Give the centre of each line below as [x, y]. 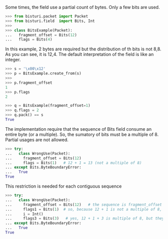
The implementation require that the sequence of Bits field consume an [78, 129]
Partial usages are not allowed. [37, 140]
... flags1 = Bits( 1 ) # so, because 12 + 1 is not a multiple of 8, [84, 209]
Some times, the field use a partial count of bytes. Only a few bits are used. [82, 7]
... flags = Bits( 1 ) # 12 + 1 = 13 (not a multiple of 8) [73, 163]
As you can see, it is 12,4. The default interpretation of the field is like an [79, 54]
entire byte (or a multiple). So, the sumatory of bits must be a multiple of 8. [82, 134]
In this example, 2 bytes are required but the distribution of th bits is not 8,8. [83, 49]
